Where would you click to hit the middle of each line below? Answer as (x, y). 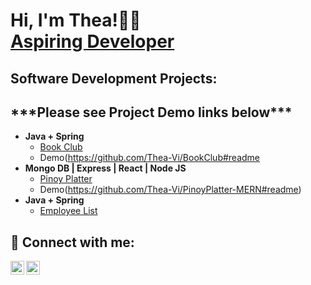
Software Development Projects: (114, 78)
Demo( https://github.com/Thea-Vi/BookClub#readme (150, 158)
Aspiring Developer (92, 41)
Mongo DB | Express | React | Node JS (105, 168)
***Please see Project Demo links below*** (151, 112)
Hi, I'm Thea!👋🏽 (76, 20)
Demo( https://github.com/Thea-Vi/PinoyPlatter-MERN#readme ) (170, 190)
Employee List (68, 211)
